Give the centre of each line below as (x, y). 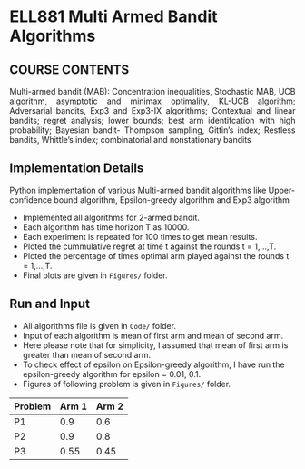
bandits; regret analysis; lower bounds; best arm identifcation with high (152, 120)
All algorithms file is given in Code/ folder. (99, 325)
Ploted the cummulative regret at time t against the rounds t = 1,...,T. (149, 246)
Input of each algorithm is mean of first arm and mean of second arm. (153, 335)
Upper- (282, 190)
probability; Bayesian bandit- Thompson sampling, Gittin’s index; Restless (152, 130)
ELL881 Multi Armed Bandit (113, 17)
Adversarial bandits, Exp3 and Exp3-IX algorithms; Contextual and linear (152, 110)
